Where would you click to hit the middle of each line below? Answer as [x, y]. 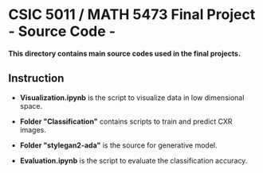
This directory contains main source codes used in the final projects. [125, 53]
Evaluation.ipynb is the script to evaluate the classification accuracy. [133, 160]
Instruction [36, 78]
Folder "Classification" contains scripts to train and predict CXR [126, 121]
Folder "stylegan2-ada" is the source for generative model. [118, 145]
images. [33, 129]
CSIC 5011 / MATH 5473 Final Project [132, 15]
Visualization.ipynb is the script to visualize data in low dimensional [132, 98]
